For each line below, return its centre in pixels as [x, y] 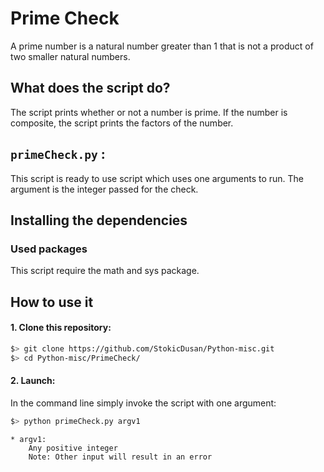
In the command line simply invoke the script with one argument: [143, 403]
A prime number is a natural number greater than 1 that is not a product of [162, 46]
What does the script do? [90, 88]
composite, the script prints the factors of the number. [122, 123]
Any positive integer [73, 448]
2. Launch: [33, 381]
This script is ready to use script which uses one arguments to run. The [157, 178]
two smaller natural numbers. [70, 56]
